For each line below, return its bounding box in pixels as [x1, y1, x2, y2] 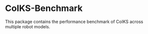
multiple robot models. [5, 23, 50, 29]
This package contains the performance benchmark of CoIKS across [5, 19, 143, 24]
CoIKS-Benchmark [5, 3, 83, 14]
